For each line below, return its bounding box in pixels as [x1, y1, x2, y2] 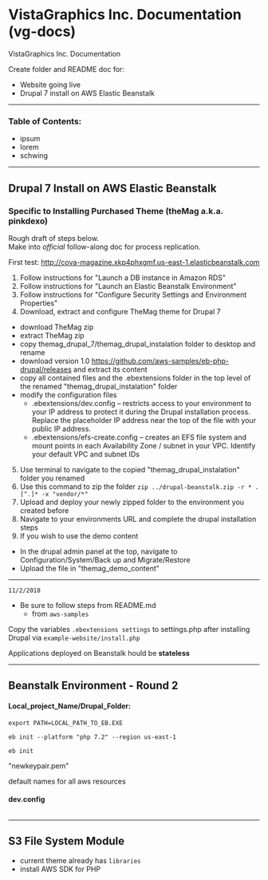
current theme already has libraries [19, 855, 141, 865]
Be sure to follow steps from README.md [19, 600, 156, 610]
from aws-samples [31, 609, 89, 618]
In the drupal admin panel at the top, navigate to [19, 547, 178, 556]
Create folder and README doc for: [8, 64, 125, 73]
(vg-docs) [8, 22, 77, 41]
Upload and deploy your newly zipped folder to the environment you [19, 497, 245, 507]
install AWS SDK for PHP [19, 864, 101, 874]
